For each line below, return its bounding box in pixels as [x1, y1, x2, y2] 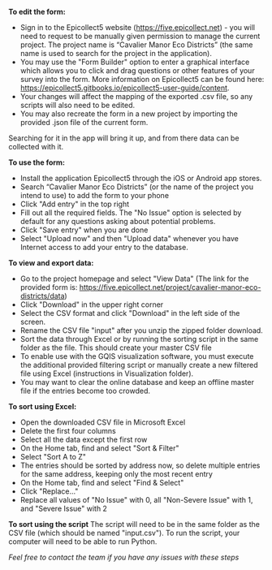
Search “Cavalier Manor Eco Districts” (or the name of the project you [19, 182, 254, 192]
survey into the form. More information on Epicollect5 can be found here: [19, 75, 265, 84]
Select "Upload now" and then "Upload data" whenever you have [19, 234, 240, 243]
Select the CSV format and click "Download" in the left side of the [19, 309, 240, 317]
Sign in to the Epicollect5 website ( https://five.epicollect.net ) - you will [19, 23, 256, 32]
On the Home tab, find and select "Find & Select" [19, 478, 184, 487]
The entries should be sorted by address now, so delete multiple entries [19, 460, 261, 470]
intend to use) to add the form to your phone [19, 191, 169, 200]
